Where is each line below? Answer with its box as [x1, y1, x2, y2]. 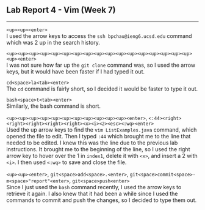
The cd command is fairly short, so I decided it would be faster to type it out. [6, 85, 198, 92]
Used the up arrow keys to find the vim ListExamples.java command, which [6, 126, 197, 133]
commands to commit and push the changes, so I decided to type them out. [6, 196, 197, 204]
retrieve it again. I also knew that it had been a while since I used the [6, 190, 178, 197]
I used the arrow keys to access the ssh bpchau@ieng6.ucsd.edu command [6, 32, 192, 39]
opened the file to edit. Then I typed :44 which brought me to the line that [6, 132, 191, 140]
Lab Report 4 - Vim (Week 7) [6, 5, 116, 15]
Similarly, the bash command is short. [6, 102, 101, 110]
